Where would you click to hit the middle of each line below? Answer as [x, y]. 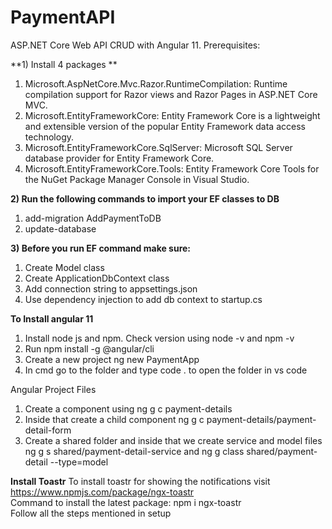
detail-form [48, 430]
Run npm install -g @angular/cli [89, 348]
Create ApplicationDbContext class [97, 278]
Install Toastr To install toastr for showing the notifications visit [140, 481]
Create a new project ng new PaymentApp [112, 359]
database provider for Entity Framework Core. [119, 158]
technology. [49, 137]
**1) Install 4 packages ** [64, 64]
